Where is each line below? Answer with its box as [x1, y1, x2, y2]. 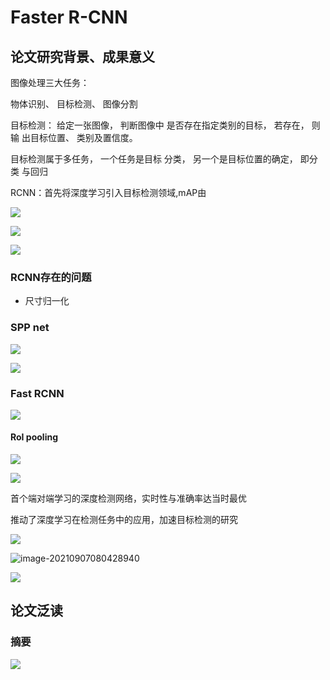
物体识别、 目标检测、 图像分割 [10, 98, 138, 110]
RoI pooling [10, 431, 59, 443]
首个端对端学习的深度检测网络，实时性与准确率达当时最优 [10, 492, 247, 505]
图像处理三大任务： [10, 77, 90, 88]
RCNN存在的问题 [10, 270, 92, 284]
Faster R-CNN [10, 6, 128, 29]
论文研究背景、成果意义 [10, 48, 155, 65]
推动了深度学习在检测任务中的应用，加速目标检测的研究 [10, 514, 238, 526]
